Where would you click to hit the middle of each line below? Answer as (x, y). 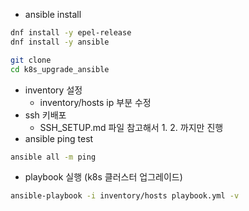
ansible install (53, 14)
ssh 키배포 (45, 115)
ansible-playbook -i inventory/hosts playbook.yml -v (125, 196)
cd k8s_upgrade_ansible (60, 69)
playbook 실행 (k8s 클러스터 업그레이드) (103, 177)
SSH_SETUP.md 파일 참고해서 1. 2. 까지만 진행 (131, 127)
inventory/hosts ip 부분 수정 (95, 102)
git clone (31, 60)
